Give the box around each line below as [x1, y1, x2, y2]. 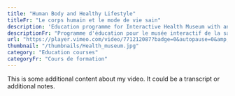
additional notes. [7, 81, 55, 90]
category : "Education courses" [7, 49, 99, 56]
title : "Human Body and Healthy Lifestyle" [7, 10, 136, 17]
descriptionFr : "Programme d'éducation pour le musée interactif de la [7, 29, 220, 37]
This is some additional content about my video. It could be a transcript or [7, 74, 220, 83]
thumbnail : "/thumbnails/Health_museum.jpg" [7, 42, 139, 49]
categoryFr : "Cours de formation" [7, 56, 108, 63]
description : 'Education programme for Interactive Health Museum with [7, 23, 220, 30]
